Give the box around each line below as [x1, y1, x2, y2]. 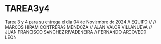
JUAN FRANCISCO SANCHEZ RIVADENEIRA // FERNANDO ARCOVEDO [5, 29, 147, 35]
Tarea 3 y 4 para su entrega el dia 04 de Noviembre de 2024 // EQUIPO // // [5, 19, 157, 25]
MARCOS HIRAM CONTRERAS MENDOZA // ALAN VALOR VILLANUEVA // [5, 24, 152, 29]
